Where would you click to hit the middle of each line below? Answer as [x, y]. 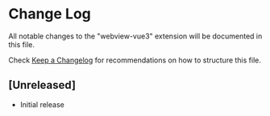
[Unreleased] [42, 85]
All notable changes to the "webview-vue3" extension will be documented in [135, 36]
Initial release [42, 104]
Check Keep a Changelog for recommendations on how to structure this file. [135, 60]
